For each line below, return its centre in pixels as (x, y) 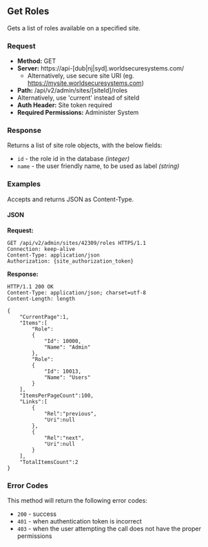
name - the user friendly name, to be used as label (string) (98, 166)
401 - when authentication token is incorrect (80, 521)
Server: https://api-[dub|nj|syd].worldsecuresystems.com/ (101, 68)
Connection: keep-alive (41, 249)
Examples (24, 184)
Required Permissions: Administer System (78, 113)
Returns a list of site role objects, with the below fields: (85, 145)
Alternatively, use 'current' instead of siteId (78, 98)
